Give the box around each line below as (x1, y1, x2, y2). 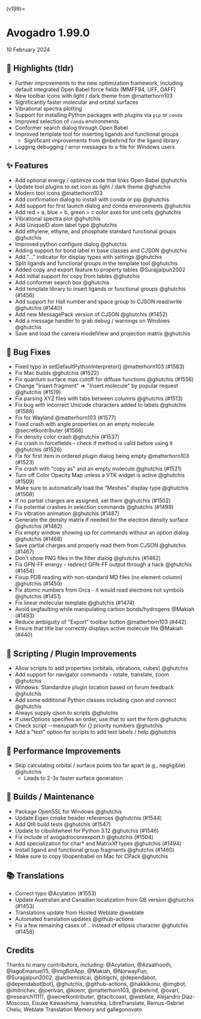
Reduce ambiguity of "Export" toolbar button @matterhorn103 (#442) (14, 618, 187, 625)
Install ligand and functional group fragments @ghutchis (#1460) (14, 846, 175, 853)
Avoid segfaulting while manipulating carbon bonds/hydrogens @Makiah (14, 606, 195, 613)
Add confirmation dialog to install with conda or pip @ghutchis (14, 195, 170, 203)
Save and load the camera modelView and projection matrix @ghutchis (14, 330, 191, 337)
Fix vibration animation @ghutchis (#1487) (14, 510, 120, 517)
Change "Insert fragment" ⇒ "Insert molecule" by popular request (14, 382, 179, 389)
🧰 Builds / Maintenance (6, 792, 94, 802)
